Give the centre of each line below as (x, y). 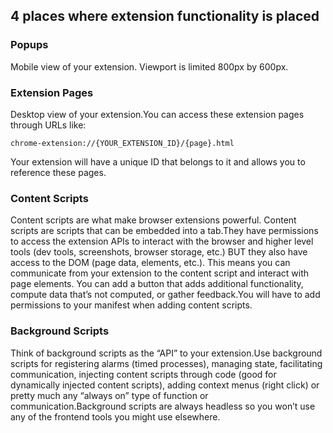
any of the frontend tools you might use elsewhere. (115, 416)
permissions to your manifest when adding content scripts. (131, 305)
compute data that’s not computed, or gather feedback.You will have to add (165, 295)
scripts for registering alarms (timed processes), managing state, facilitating (166, 363)
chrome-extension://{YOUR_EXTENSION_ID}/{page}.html (122, 143)
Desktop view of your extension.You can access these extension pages (157, 114)
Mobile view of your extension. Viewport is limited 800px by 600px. (149, 66)
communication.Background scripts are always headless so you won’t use (163, 406)
